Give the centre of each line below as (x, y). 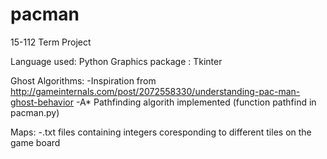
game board (35, 142)
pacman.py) (35, 112)
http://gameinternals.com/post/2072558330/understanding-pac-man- (155, 91)
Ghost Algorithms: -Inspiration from (83, 80)
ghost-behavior (42, 102)
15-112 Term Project (51, 42)
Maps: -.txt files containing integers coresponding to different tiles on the (161, 132)
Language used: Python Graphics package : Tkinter (116, 61)
